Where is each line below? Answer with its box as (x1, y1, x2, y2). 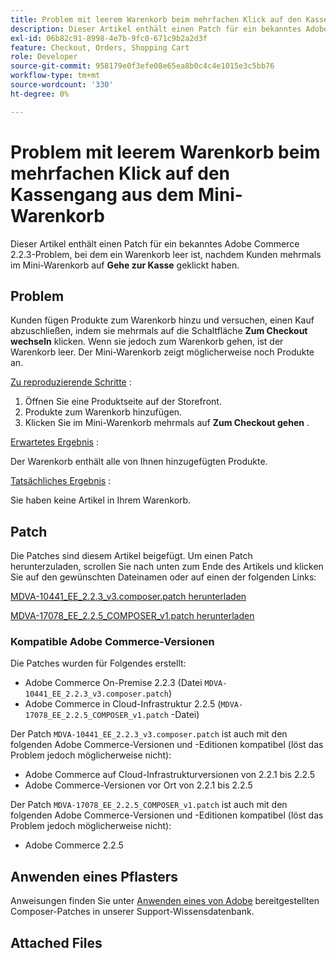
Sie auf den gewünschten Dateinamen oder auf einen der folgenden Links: (10, 571, 317, 583)
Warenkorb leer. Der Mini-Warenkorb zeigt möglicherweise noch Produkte (10, 346, 315, 358)
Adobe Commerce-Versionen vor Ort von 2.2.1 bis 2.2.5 (24, 779, 253, 791)
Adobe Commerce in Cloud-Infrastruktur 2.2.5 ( (24, 698, 222, 710)
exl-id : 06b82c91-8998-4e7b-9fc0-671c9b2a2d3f (10, 33, 208, 43)
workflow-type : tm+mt (10, 71, 101, 81)
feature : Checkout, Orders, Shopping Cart (10, 42, 190, 53)
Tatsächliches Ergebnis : (10, 475, 112, 487)
